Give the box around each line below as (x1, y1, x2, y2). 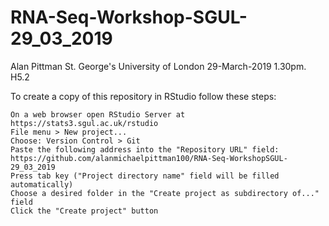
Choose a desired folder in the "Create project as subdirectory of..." (10, 188, 320, 198)
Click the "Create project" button (10, 206, 159, 216)
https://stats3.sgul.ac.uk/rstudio (10, 118, 159, 128)
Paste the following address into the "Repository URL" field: (10, 144, 280, 155)
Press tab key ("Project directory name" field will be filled (10, 171, 280, 181)
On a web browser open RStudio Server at (10, 109, 186, 120)
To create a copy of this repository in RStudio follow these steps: (10, 90, 277, 102)
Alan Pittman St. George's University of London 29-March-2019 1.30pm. (10, 60, 307, 72)
